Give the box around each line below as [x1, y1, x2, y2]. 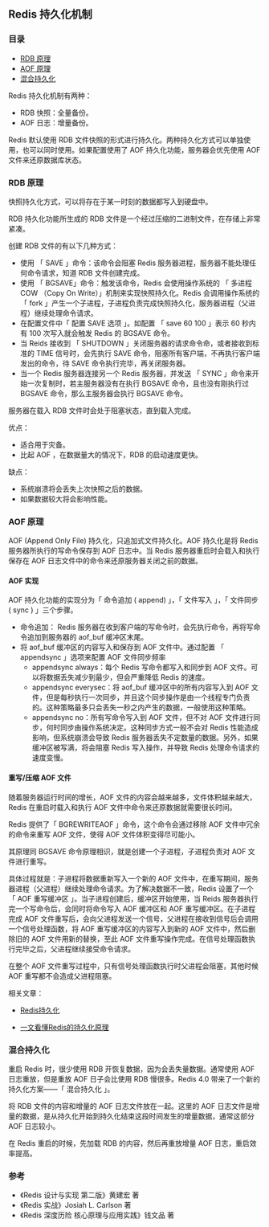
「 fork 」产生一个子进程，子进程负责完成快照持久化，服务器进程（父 [19, 298, 249, 308]
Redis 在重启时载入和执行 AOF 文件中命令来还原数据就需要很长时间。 [8, 802, 237, 812]
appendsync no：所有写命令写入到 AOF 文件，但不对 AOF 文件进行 [31, 713, 254, 722]
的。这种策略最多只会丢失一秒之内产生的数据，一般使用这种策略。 [31, 702, 251, 713]
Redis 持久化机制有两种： [8, 91, 92, 100]
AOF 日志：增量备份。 [19, 117, 93, 127]
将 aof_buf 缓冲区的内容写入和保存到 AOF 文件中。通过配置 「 [19, 642, 225, 652]
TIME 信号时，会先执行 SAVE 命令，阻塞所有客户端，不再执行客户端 [35, 348, 261, 358]
